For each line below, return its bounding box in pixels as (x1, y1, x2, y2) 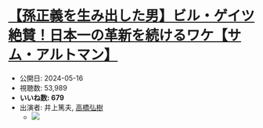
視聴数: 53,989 (19, 83, 68, 92)
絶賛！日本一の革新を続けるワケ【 (8, 27, 229, 44)
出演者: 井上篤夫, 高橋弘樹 (19, 102, 103, 112)
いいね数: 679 (19, 93, 64, 102)
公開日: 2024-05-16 (19, 73, 84, 83)
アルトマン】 (35, 46, 118, 64)
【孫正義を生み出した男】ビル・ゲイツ (8, 7, 255, 25)
